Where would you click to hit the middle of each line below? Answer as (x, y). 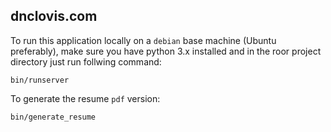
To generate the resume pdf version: (85, 98)
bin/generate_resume (53, 117)
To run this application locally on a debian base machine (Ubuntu (143, 40)
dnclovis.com (54, 16)
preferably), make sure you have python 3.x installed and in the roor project (166, 51)
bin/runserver (40, 80)
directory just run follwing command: (86, 61)
